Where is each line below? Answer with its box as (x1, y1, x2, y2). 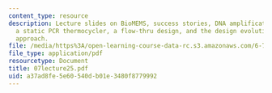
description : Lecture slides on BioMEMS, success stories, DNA (8, 19, 227, 27)
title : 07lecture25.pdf (8, 65, 89, 73)
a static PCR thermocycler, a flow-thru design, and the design (15, 27, 237, 35)
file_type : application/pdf (8, 49, 104, 57)
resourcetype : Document (8, 57, 89, 66)
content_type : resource (8, 11, 89, 20)
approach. (15, 34, 49, 43)
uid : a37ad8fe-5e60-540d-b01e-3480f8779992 (8, 72, 158, 80)
